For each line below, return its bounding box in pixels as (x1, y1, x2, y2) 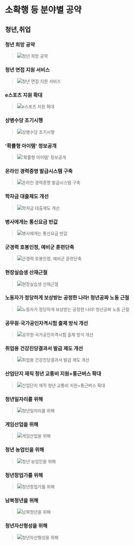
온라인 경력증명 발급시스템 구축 (5, 167, 73, 174)
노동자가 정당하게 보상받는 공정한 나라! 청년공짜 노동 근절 (5, 294, 130, 301)
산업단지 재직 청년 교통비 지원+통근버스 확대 (5, 370, 101, 377)
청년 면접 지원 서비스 (5, 66, 50, 73)
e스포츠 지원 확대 (5, 92, 43, 99)
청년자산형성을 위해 (5, 523, 48, 529)
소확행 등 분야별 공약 (5, 4, 82, 16)
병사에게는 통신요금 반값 (5, 218, 58, 225)
